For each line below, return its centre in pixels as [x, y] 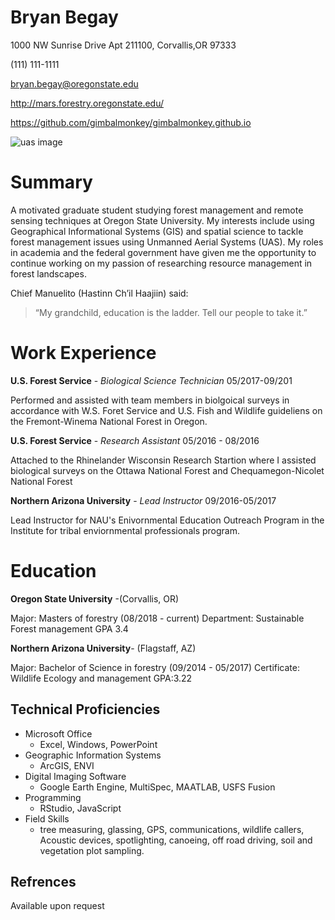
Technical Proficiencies [85, 709]
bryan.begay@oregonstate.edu [74, 83]
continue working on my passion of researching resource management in [161, 263]
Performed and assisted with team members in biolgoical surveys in [150, 400]
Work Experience [83, 353]
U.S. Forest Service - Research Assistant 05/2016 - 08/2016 [135, 440]
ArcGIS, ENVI [67, 765]
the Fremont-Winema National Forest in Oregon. [109, 421]
